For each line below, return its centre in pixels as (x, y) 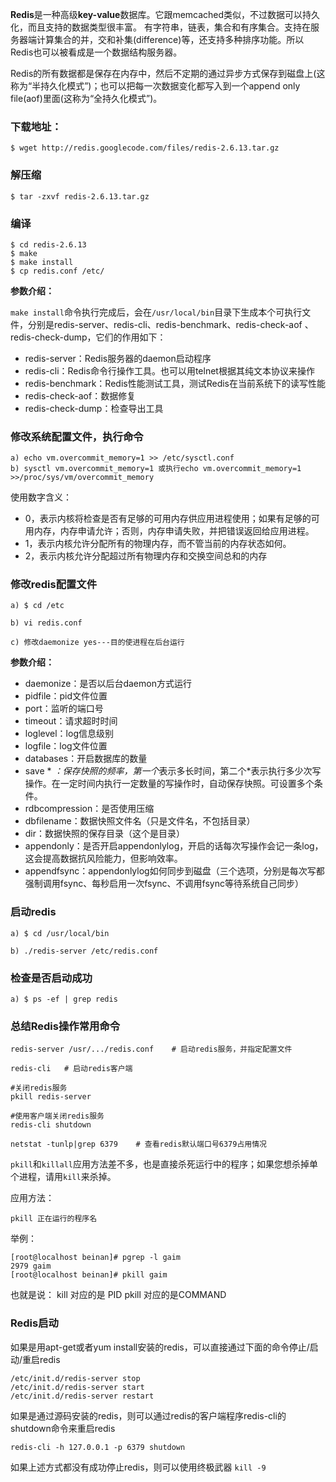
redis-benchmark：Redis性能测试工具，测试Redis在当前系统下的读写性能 (175, 383)
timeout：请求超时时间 (71, 721)
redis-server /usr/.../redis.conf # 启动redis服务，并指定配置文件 (151, 1049)
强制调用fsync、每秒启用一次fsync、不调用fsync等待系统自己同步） (164, 884)
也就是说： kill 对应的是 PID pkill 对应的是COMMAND (118, 1295)
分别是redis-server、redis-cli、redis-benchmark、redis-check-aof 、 (170, 324)
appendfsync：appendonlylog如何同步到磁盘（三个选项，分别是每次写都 (174, 871)
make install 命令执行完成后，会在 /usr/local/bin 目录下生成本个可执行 (156, 312)
